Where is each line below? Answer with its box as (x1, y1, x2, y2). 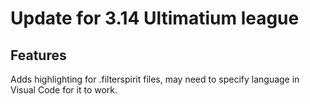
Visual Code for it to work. (10, 84, 118, 96)
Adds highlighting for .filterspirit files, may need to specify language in (10, 73, 300, 85)
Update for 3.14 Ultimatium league (10, 7, 300, 30)
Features (10, 47, 67, 64)
